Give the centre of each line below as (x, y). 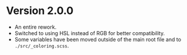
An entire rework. (35, 27)
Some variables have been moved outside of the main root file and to (98, 39)
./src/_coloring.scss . (42, 46)
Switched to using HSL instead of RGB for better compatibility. (90, 33)
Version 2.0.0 (40, 11)
